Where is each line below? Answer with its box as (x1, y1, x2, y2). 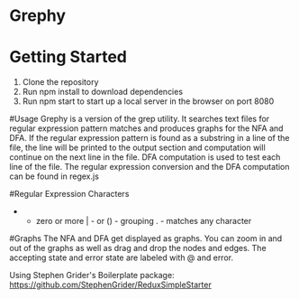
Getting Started (9, 47, 128, 68)
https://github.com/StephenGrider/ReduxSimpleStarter (9, 279, 212, 290)
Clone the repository (22, 77, 99, 88)
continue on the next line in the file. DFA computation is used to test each (9, 152, 281, 163)
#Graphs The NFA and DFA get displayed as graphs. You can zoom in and (9, 233, 283, 244)
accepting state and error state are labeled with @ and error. (9, 252, 234, 263)
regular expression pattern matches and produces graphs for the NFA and (9, 123, 284, 134)
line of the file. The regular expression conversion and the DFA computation (9, 162, 290, 173)
